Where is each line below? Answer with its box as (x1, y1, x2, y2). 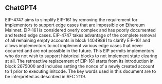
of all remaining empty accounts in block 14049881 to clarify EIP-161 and (5, 37, 150, 43)
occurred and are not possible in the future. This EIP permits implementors (5, 48, 155, 53)
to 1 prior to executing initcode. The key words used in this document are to (5, 68, 156, 74)
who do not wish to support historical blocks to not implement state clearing (5, 53, 158, 59)
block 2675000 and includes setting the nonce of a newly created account (5, 63, 155, 69)
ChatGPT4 (5, 4, 37, 12)
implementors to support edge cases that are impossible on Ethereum (5, 22, 145, 28)
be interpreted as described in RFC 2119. (5, 73, 86, 79)
